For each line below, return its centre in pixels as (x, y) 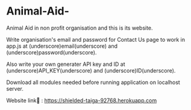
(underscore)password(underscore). (52, 52)
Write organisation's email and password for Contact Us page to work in (96, 39)
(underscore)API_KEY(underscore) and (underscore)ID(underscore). (91, 70)
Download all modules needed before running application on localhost (93, 82)
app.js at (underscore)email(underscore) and (62, 46)
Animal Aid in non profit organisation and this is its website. (80, 28)
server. (15, 88)
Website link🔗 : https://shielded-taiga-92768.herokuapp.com (82, 100)
